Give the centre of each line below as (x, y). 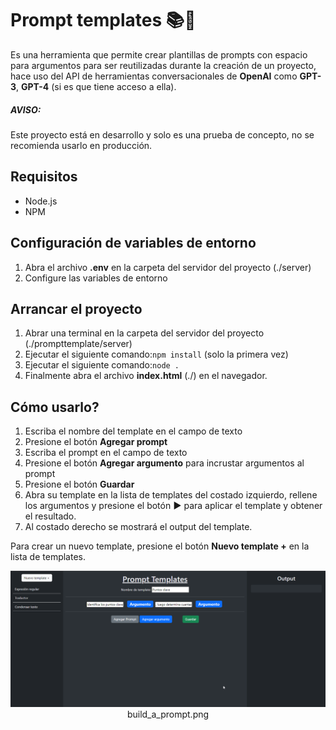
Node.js (41, 201)
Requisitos (44, 177)
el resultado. (50, 516)
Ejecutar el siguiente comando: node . (102, 365)
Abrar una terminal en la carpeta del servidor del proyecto (144, 333)
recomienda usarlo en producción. (81, 145)
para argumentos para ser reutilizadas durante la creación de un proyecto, (163, 65)
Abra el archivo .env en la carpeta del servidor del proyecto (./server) (168, 267)
